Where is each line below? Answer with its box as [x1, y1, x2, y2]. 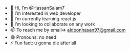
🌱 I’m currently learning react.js [10, 16, 77, 21]
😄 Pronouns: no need [10, 34, 57, 40]
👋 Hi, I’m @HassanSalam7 [10, 5, 65, 11]
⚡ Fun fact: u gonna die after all [10, 40, 77, 46]
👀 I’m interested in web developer [10, 10, 81, 16]
